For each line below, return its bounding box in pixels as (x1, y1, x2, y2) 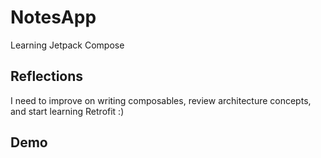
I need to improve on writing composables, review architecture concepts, (10, 94, 312, 106)
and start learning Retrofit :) (10, 105, 125, 117)
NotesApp (10, 6, 97, 29)
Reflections (10, 68, 84, 85)
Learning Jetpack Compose (10, 39, 125, 51)
